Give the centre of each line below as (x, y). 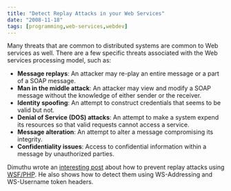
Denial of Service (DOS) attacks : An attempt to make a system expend (118, 117)
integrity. (30, 139)
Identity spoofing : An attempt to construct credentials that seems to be (119, 103)
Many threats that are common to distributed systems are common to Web (113, 46)
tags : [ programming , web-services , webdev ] (68, 26)
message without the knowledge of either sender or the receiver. (109, 95)
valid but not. (36, 110)
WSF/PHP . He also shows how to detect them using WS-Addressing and (110, 175)
